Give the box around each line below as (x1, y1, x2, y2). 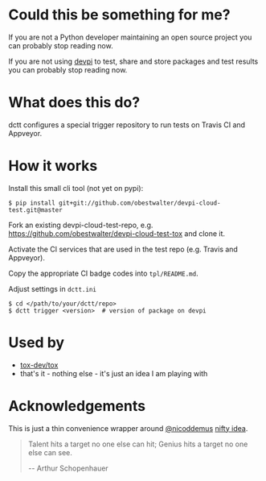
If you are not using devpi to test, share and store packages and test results (8, 56, 259, 66)
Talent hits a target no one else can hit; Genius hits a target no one (27, 439, 248, 449)
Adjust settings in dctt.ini (8, 284, 96, 293)
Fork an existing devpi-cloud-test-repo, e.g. (8, 220, 153, 230)
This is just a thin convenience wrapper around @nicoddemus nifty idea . (8, 423, 248, 433)
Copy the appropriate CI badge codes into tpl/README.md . (8, 268, 198, 278)
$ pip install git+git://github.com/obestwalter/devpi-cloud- (8, 199, 221, 207)
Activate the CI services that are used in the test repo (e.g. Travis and (8, 244, 239, 254)
